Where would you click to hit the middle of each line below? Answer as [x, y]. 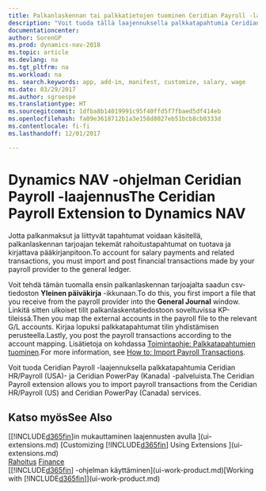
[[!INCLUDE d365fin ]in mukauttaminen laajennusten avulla [102, 436]
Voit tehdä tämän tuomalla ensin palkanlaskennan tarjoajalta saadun [119, 284]
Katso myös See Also [60, 417]
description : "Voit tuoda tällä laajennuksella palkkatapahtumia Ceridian [134, 23]
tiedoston [24, 293]
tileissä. [21, 318]
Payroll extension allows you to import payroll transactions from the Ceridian [133, 384]
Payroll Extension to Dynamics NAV [127, 213]
